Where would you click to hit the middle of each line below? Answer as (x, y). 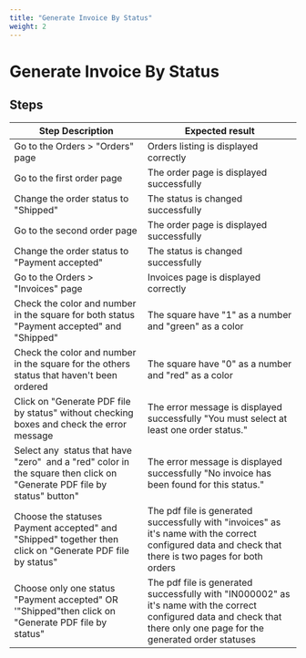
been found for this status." (206, 484)
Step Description (76, 130)
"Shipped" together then (66, 539)
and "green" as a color (195, 326)
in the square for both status (74, 314)
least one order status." (197, 429)
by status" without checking (74, 413)
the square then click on (66, 473)
